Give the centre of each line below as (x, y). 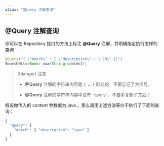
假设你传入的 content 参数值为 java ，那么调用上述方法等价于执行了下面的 (80, 105)
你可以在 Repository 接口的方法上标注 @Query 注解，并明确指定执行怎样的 (82, 44)
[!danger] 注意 (32, 74)
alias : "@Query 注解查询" (30, 10)
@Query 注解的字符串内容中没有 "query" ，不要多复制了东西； (88, 95)
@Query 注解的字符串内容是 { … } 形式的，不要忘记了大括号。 (88, 84)
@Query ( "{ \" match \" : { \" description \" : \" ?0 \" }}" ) (64, 59)
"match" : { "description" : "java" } (52, 130)
